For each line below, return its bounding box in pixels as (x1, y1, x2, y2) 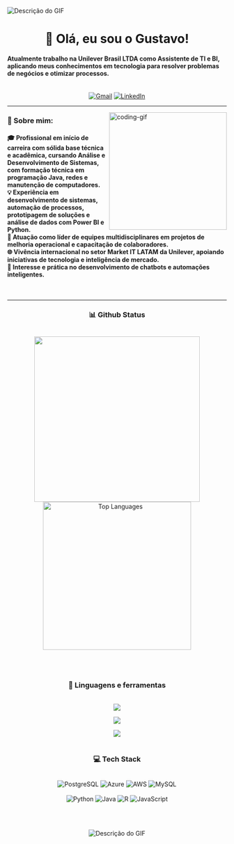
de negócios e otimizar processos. (7, 69, 109, 77)
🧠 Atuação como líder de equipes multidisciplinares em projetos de (7, 233, 205, 241)
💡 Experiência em (7, 188, 59, 196)
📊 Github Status (88, 310, 146, 320)
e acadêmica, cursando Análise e (7, 150, 106, 159)
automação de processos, (7, 203, 84, 212)
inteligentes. (7, 270, 45, 279)
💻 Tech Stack (93, 754, 141, 764)
